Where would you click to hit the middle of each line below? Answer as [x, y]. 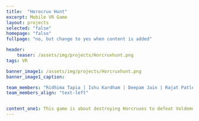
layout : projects [28, 22]
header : [16, 50]
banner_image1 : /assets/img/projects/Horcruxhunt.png [74, 71]
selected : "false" [29, 28]
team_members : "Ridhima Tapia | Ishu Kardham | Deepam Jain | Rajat [92, 87]
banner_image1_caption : [36, 77]
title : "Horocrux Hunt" [37, 12]
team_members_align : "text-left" [47, 93]
